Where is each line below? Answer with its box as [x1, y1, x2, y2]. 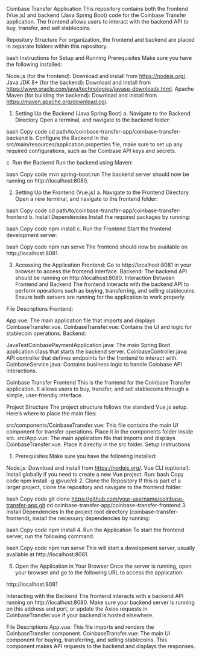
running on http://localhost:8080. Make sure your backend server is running [6, 599, 195, 606]
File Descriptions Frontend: [6, 305, 74, 312]
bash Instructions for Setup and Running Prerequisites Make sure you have [6, 54, 192, 61]
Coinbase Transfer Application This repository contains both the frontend [6, 5, 189, 12]
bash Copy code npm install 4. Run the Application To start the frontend [6, 526, 185, 533]
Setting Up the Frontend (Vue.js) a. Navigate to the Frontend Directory [14, 189, 189, 196]
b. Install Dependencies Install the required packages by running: [29, 213, 191, 220]
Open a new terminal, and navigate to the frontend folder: [14, 195, 158, 202]
